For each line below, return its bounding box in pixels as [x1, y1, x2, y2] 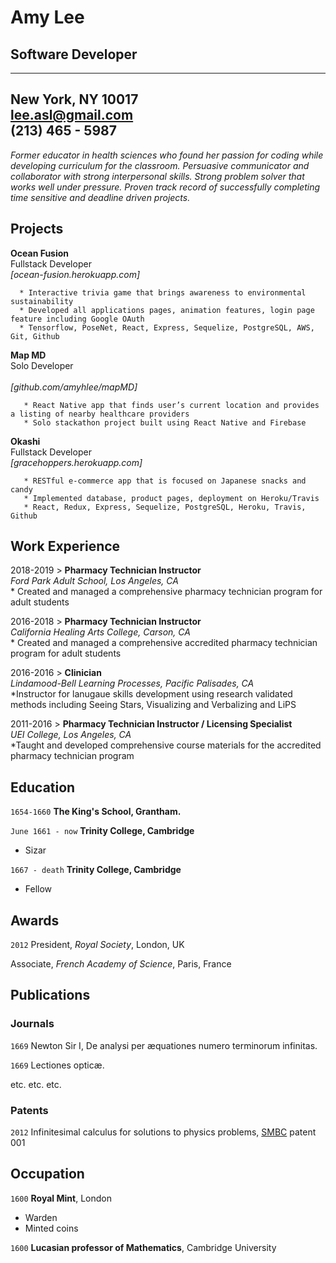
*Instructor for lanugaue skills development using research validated [10, 688, 293, 700]
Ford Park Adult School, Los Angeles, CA [10, 575, 179, 587]
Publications [10, 987, 91, 1004]
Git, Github [10, 331, 60, 341]
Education [10, 779, 76, 796]
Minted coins [24, 1222, 79, 1234]
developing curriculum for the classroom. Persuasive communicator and [10, 159, 310, 171]
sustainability [10, 296, 74, 306]
